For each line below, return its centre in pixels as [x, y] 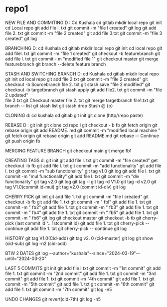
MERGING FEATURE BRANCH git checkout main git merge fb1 [68, 150]
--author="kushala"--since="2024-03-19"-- [95, 253]
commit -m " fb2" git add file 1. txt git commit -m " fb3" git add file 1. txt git [82, 207]
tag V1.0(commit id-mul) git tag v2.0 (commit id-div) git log [66, 187]
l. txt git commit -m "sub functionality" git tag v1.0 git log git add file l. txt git [83, 171]
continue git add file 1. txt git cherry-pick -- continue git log [66, 228]
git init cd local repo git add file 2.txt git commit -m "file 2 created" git [77, 79]
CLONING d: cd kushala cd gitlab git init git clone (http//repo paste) [74, 115]
